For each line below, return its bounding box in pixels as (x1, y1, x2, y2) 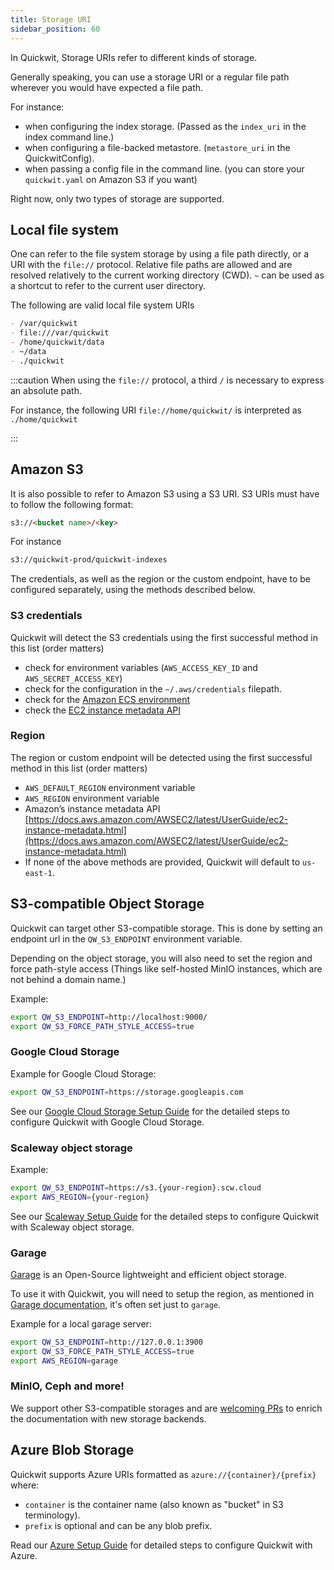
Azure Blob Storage (10, 1442, 135, 1459)
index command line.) (24, 131, 115, 143)
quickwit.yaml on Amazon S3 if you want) (24, 173, 198, 185)
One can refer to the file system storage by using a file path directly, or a (10, 248, 309, 260)
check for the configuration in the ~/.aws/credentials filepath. (24, 682, 282, 695)
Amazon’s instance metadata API (24, 802, 161, 815)
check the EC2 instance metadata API (24, 704, 182, 716)
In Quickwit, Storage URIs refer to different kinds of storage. (10, 51, 258, 63)
